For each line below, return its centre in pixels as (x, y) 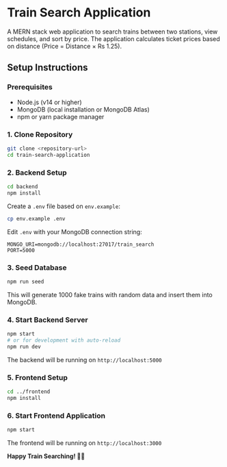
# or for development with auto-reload (64, 340)
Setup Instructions (48, 67)
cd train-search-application (49, 155)
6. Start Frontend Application (56, 416)
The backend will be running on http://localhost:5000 (84, 359)
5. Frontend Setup (38, 377)
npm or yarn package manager (61, 116)
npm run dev (24, 346)
